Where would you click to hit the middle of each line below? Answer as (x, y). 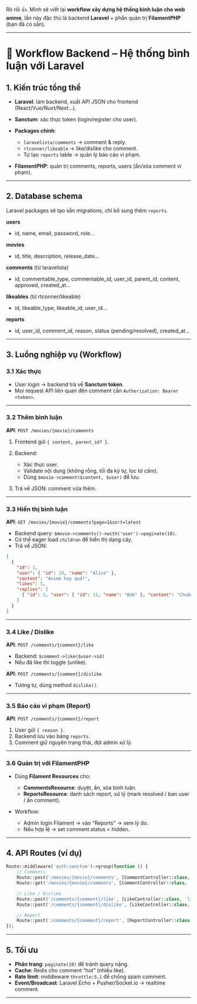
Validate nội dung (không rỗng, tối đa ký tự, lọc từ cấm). (91, 471)
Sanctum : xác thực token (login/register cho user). (76, 119)
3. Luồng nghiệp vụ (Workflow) (64, 355)
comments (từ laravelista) (38, 267)
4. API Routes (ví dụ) (44, 853)
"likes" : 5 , (31, 584)
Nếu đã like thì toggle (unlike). (50, 662)
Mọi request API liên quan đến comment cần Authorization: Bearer (96, 391)
